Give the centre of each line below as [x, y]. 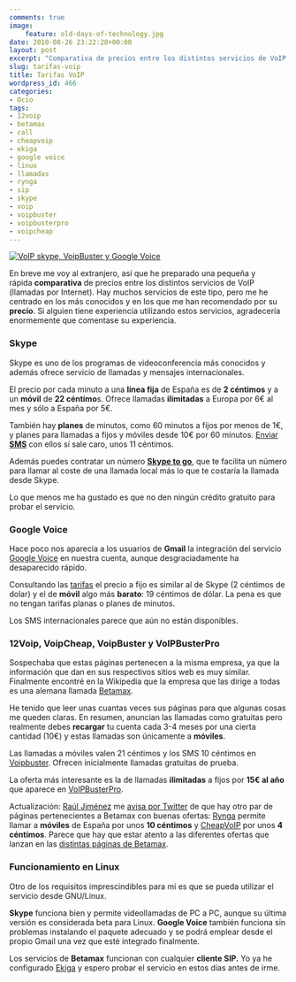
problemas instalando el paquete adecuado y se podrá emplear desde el [141, 932]
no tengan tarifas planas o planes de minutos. [92, 603]
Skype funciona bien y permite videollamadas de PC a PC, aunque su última [148, 913]
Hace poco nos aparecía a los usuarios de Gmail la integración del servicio [145, 549]
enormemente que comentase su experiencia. [93, 320]
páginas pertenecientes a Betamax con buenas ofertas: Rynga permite [138, 816]
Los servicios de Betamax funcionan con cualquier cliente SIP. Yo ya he [140, 958]
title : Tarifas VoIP [47, 75]
